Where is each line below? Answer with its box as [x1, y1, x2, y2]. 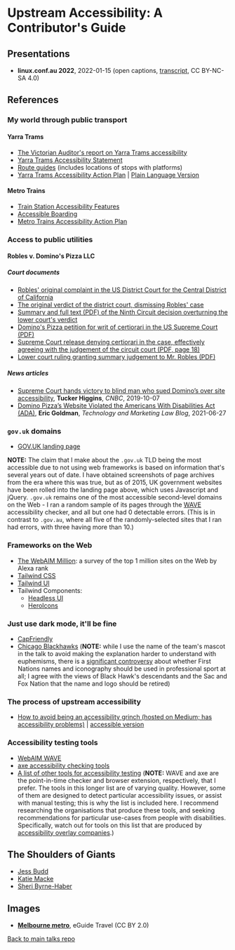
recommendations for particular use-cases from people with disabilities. [17, 813, 227, 822]
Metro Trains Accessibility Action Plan [17, 217, 128, 225]
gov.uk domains [7, 427, 62, 436]
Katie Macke [17, 875, 54, 883]
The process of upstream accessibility [7, 697, 142, 707]
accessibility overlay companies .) [17, 828, 114, 836]
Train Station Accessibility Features [17, 202, 120, 210]
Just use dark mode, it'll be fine [7, 619, 117, 629]
